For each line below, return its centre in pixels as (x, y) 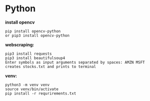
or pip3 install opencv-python (37, 35)
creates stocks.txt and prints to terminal (51, 67)
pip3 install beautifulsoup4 (35, 58)
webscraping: (20, 44)
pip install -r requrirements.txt (41, 93)
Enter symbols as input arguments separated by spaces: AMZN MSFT (75, 62)
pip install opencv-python (33, 31)
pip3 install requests (28, 54)
